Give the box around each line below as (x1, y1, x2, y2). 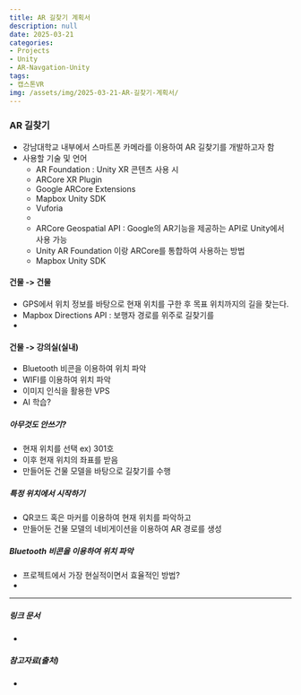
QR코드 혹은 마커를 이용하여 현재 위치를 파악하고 (21, 512, 192, 523)
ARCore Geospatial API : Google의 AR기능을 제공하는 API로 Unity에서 (35, 222, 285, 233)
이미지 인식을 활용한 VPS (21, 386, 110, 396)
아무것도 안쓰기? (9, 419, 67, 430)
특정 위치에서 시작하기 (9, 488, 86, 499)
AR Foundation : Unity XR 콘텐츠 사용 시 (35, 163, 179, 175)
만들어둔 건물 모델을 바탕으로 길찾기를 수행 (21, 465, 172, 476)
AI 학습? (21, 396, 52, 408)
